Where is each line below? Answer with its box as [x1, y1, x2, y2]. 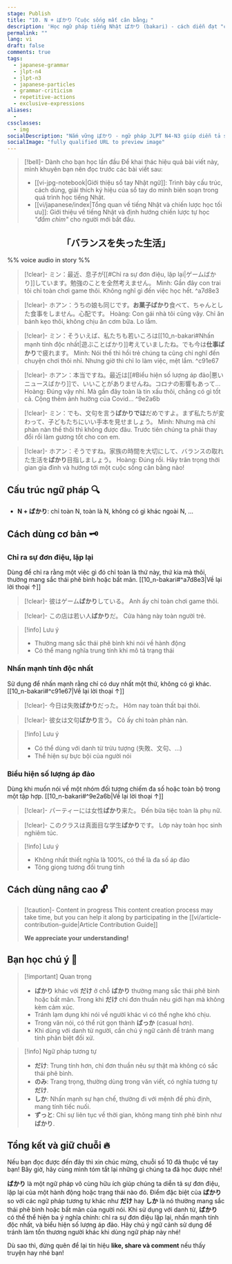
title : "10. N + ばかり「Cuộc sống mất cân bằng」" [7, 17, 154, 24]
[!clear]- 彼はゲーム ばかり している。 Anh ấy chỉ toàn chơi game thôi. [23, 597, 220, 605]
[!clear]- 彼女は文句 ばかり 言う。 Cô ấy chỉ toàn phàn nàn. [23, 715, 188, 724]
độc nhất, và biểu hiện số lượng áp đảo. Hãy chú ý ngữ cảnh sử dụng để [7, 1220, 212, 1229]
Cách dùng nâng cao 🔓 [7, 883, 108, 896]
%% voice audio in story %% [7, 255, 90, 264]
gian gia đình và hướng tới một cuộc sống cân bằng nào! [23, 463, 185, 471]
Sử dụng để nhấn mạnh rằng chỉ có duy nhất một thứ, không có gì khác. [7, 679, 212, 688]
